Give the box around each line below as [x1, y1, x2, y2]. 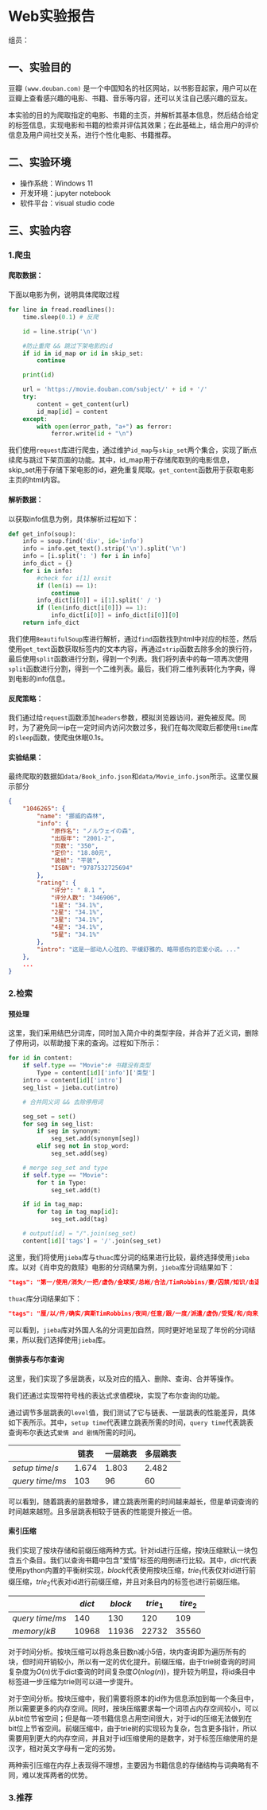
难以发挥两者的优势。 [21, 1770, 92, 1780]
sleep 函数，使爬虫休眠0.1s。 [15, 733, 109, 743]
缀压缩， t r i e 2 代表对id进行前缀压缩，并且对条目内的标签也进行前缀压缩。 [8, 1577, 245, 1588]
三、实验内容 [8, 224, 72, 237]
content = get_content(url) [37, 400, 130, 408]
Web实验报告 [8, 7, 95, 25]
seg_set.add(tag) [50, 1215, 109, 1223]
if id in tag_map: [22, 1200, 83, 1208]
